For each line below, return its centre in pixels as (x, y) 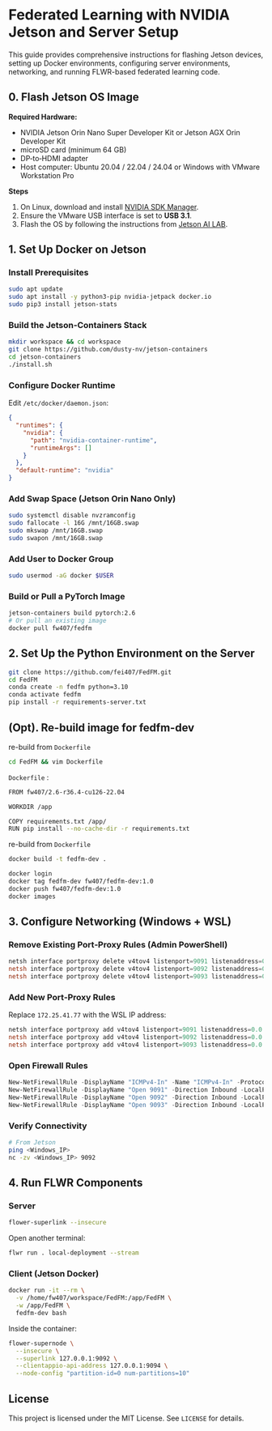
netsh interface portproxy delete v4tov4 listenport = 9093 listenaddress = (136, 977)
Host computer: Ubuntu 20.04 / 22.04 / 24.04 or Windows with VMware (140, 167)
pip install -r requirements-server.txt (78, 702)
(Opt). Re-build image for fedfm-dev (102, 728)
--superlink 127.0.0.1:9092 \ (66, 1358)
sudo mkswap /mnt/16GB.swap (56, 531)
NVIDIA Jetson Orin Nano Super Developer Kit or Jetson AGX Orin (130, 132)
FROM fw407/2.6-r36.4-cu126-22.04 (67, 792)
